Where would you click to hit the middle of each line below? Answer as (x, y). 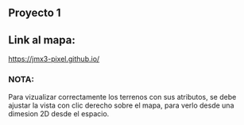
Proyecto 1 (35, 13)
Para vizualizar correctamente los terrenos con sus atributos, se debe (122, 97)
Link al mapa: (42, 40)
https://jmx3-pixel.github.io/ (54, 59)
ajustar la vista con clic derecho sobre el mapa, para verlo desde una (121, 105)
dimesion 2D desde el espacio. (59, 113)
